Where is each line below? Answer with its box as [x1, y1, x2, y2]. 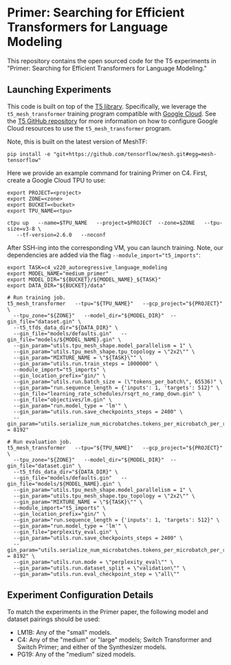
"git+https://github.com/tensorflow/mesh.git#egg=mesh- [53, 150, 217, 157]
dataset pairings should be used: [7, 615, 100, 623]
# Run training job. [7, 294, 67, 301]
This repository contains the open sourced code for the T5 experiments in [7, 56, 217, 65]
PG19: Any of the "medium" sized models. [16, 650, 136, 658]
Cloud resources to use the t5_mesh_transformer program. [7, 124, 172, 132]
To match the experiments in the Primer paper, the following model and [7, 607, 208, 616]
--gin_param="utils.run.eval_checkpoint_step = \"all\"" [13, 570, 180, 578]
